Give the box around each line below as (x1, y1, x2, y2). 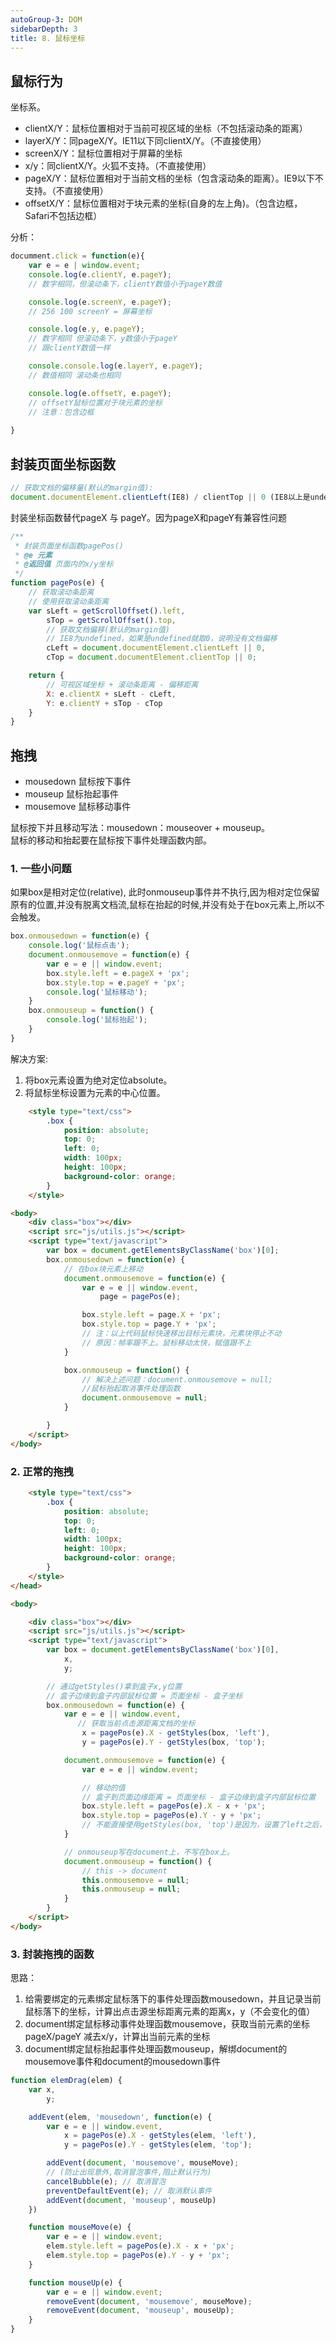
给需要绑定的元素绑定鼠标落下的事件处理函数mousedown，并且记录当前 (24, 1993, 322, 2005)
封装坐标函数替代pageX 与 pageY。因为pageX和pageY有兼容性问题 (10, 511, 288, 523)
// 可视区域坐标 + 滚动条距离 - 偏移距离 (46, 679, 199, 690)
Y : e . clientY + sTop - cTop (46, 698, 163, 708)
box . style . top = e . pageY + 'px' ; (46, 977, 186, 988)
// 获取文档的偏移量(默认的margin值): (10, 483, 154, 493)
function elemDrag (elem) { (10, 2076, 123, 2086)
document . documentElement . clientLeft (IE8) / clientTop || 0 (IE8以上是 (10, 492, 311, 502)
